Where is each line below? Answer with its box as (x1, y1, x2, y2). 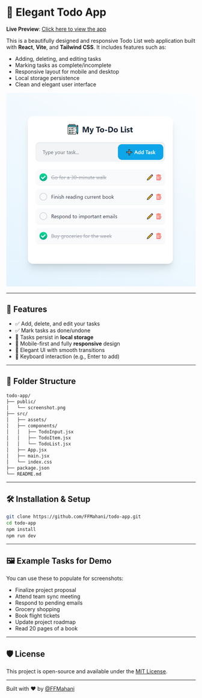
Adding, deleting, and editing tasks (14, 55, 102, 62)
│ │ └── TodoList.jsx (6, 441, 71, 447)
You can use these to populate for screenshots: (6, 575, 124, 582)
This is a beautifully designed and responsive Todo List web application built (6, 37, 195, 44)
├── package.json (6, 465, 50, 471)
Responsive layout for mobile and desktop (14, 68, 120, 75)
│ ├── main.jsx (6, 453, 50, 459)
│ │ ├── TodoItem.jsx (6, 435, 71, 441)
